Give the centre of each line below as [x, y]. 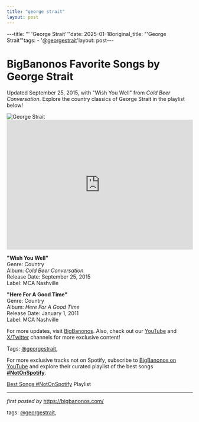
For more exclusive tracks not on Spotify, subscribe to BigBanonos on [92, 360]
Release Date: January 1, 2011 [43, 313]
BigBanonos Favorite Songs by [83, 64]
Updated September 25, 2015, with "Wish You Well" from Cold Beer [89, 93]
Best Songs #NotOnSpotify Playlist [49, 384]
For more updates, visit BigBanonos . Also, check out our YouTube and [92, 331]
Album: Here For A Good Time [43, 307]
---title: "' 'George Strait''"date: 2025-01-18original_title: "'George [87, 34]
